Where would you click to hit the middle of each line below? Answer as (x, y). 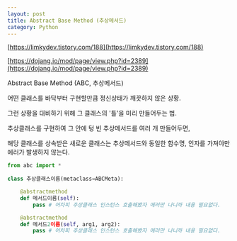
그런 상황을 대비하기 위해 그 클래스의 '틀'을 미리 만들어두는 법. (92, 113)
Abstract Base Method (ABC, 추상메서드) (65, 83)
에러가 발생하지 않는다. (39, 152)
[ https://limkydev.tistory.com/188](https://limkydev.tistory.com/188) (105, 47)
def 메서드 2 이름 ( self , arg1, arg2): (70, 224)
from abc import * (34, 166)
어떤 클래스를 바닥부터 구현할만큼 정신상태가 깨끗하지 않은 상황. (94, 98)
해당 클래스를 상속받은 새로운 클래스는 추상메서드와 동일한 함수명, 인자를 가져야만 (119, 143)
